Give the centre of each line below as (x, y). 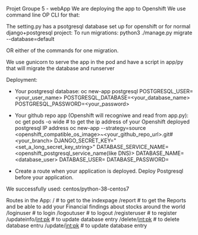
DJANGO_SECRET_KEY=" (85, 141)
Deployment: (22, 80)
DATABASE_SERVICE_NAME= (133, 147)
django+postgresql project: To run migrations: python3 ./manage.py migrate (99, 33)
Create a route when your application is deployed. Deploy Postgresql (99, 171)
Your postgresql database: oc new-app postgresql (76, 91)
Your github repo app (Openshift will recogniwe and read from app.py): (102, 115)
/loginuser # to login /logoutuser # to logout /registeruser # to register (92, 213)
